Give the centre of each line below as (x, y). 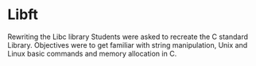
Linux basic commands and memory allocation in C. (92, 53)
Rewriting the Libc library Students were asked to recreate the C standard (128, 37)
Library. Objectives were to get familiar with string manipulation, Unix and (128, 45)
